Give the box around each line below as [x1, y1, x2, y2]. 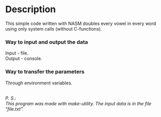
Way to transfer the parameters [5, 68, 85, 75]
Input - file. [5, 50, 29, 56]
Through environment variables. [5, 80, 73, 86]
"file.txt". [5, 106, 24, 112]
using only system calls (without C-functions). [5, 25, 102, 32]
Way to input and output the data [5, 38, 88, 45]
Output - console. [5, 55, 42, 62]
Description [5, 4, 56, 15]
